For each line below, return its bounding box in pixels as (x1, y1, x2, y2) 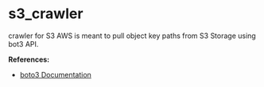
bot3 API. (8, 39, 39, 48)
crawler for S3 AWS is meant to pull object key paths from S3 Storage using (8, 31, 256, 40)
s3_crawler (8, 5, 83, 23)
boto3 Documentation (19, 70, 91, 79)
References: (8, 55, 50, 64)
